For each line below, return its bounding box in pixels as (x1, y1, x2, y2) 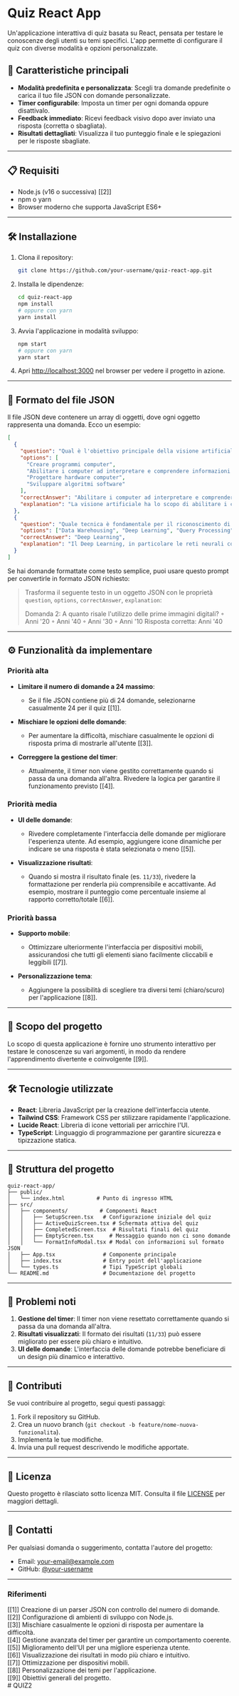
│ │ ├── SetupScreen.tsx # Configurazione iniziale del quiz (7, 1213, 212, 1221)
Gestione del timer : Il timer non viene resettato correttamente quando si (17, 1315, 230, 1323)
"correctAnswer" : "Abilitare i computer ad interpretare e (20, 494, 199, 501)
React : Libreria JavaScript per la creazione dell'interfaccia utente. (17, 1105, 211, 1114)
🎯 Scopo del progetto (7, 1021, 103, 1033)
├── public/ (7, 1188, 43, 1196)
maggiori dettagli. (7, 1497, 59, 1505)
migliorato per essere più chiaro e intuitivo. (17, 1337, 144, 1346)
